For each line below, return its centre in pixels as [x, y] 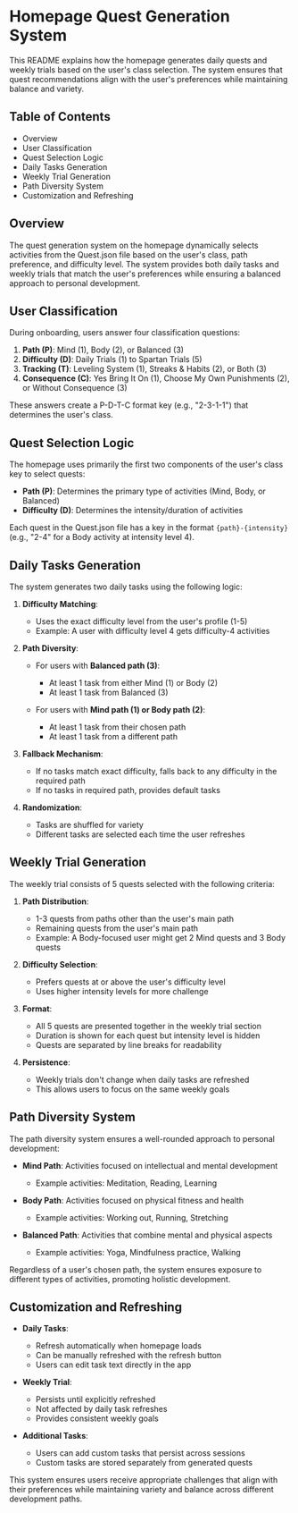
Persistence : [46, 1062]
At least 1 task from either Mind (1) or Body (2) [133, 683]
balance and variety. [47, 89]
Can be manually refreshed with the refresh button [128, 1356]
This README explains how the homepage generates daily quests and [138, 60]
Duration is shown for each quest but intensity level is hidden [148, 1035]
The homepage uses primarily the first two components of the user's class [146, 465]
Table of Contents [60, 117]
